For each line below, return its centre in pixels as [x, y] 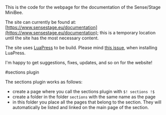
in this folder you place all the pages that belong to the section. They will [87, 102]
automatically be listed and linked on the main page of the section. [81, 107]
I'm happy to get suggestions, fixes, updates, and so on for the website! [79, 62]
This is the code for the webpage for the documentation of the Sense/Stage [83, 7]
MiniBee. [14, 12]
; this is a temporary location [126, 33]
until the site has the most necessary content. [52, 38]
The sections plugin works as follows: [44, 82]
